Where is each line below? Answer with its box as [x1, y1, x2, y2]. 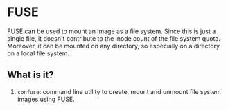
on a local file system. [7, 49, 70, 57]
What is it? [7, 69, 54, 81]
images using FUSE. [17, 95, 75, 103]
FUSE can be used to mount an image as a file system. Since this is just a [7, 27, 216, 35]
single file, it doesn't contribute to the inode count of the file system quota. [7, 34, 220, 42]
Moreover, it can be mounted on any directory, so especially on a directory [7, 42, 220, 50]
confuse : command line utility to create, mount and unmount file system [17, 87, 222, 95]
